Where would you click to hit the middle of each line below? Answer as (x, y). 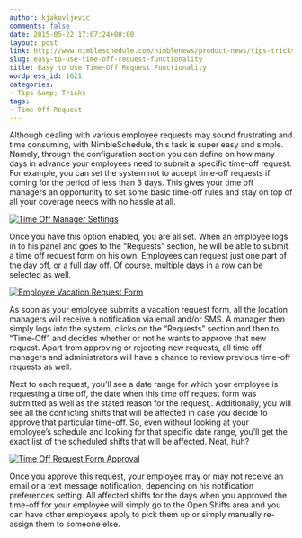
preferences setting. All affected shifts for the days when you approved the (148, 496)
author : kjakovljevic (50, 18)
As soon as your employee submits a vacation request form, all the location (149, 310)
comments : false (40, 26)
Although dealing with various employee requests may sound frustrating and (151, 135)
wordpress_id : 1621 (46, 76)
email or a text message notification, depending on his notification (132, 486)
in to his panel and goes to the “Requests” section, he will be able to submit (149, 246)
